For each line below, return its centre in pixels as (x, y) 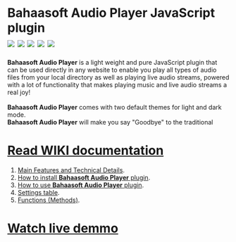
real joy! (19, 92)
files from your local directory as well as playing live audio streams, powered (118, 77)
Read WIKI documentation (86, 151)
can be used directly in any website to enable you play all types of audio (112, 70)
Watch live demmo (63, 228)
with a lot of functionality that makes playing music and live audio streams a (117, 84)
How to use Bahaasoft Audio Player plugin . (81, 185)
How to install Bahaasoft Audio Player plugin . (84, 177)
